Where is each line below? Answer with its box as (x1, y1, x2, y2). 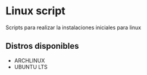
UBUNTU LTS (14, 63, 48, 70)
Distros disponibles (5, 41, 79, 51)
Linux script (5, 4, 66, 18)
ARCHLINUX (14, 57, 45, 64)
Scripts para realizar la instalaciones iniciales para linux (5, 24, 141, 31)
